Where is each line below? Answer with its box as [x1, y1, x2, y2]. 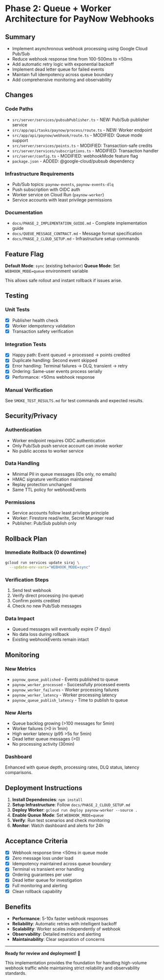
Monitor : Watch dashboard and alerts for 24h [12, 823, 104, 829]
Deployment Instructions [5, 784, 82, 792]
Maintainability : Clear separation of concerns [12, 937, 105, 942]
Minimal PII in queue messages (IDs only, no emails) [12, 471, 117, 477]
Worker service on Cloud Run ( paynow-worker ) [12, 191, 104, 198]
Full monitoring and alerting [12, 883, 67, 889]
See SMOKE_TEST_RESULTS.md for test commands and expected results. [5, 397, 144, 403]
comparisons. [5, 770, 33, 776]
